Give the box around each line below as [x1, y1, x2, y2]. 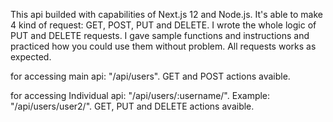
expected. [10, 51, 52, 63]
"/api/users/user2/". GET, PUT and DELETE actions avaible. [10, 100, 255, 112]
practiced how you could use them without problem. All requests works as [10, 40, 317, 52]
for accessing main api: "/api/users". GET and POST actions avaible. [10, 70, 291, 82]
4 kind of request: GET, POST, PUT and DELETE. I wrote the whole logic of [10, 19, 317, 31]
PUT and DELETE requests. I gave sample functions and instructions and [10, 30, 310, 41]
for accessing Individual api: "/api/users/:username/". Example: [10, 90, 271, 101]
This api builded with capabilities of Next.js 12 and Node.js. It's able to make [10, 9, 323, 20]
